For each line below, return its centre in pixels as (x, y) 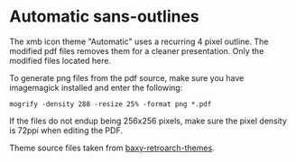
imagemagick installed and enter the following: (96, 87)
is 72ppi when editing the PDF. (66, 130)
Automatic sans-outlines (105, 17)
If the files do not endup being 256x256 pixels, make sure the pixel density (148, 121)
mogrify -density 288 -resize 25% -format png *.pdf (111, 104)
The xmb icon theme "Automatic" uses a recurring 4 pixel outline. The (139, 41)
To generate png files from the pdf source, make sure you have (127, 77)
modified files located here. (60, 60)
